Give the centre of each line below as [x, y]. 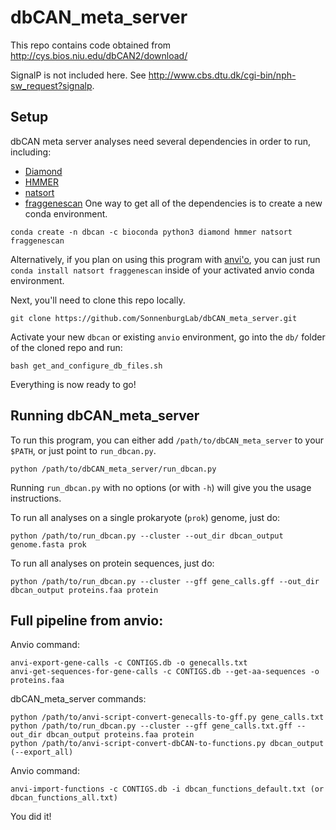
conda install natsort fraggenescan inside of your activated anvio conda [162, 270]
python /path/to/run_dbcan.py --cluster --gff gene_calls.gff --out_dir [165, 581]
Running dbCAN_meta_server [105, 416]
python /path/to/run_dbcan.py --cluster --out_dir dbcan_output [147, 536]
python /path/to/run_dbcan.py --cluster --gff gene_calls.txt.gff [151, 726]
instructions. [36, 498]
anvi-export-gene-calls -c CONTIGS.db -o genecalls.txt [129, 663]
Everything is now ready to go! [73, 384]
